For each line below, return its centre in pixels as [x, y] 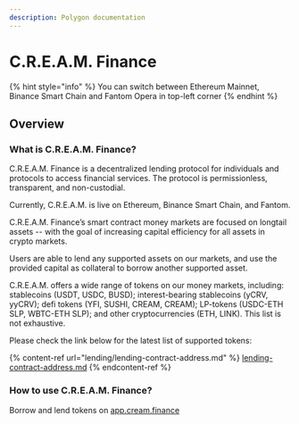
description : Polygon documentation [77, 17]
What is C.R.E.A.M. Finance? [73, 149]
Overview [37, 124]
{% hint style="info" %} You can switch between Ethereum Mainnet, [135, 87]
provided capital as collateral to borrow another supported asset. [129, 268]
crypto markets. [38, 241]
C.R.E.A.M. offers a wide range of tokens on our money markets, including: [146, 286]
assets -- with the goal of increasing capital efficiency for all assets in [137, 232]
